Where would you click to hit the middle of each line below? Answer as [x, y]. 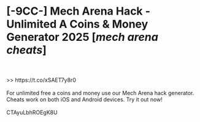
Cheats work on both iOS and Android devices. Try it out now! [84, 99]
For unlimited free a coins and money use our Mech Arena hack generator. [100, 93]
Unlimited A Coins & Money [77, 24]
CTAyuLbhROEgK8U [32, 112]
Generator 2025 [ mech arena [82, 37]
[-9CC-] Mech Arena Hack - [79, 11]
